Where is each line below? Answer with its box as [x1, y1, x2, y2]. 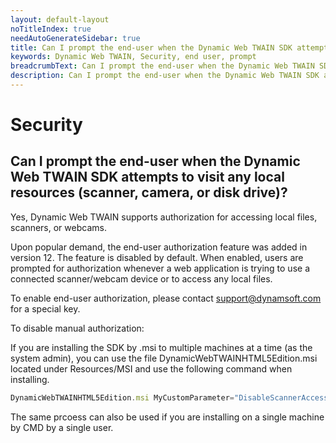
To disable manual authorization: [10, 322, 145, 334]
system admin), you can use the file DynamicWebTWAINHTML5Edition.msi [10, 352, 318, 364]
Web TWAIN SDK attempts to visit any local [10, 169, 285, 186]
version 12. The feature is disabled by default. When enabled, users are [10, 251, 304, 263]
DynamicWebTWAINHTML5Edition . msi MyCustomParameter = [10, 392, 235, 403]
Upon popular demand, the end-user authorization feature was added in [10, 241, 308, 253]
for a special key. [10, 302, 81, 315]
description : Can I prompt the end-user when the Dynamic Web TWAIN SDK [10, 71, 320, 81]
